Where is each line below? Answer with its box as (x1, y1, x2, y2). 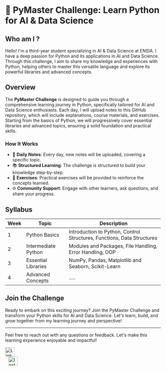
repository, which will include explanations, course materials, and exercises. (5, 112, 160, 118)
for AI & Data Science (5, 15, 94, 26)
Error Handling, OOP (69, 249, 116, 256)
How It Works (5, 140, 39, 147)
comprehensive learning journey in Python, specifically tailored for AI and (5, 102, 155, 107)
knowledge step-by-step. (12, 169, 64, 175)
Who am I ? (5, 35, 40, 43)
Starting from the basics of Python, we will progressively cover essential (5, 117, 152, 123)
